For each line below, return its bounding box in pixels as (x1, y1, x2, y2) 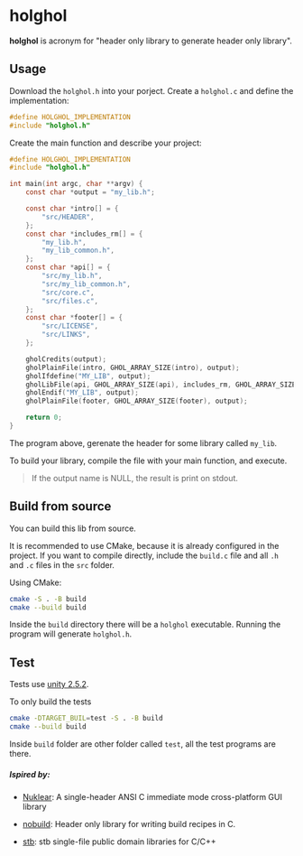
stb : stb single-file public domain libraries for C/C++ (22, 836, 216, 847)
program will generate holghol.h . (9, 628, 133, 639)
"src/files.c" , (41, 296, 99, 305)
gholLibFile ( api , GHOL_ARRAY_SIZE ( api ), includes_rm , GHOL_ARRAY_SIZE (25, 380, 297, 389)
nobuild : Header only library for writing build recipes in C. (22, 818, 236, 829)
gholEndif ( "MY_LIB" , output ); (25, 388, 140, 397)
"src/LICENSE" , (41, 321, 99, 330)
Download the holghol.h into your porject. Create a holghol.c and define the (9, 85, 294, 96)
